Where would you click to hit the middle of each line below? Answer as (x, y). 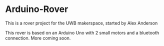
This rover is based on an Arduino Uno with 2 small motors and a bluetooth (82, 32)
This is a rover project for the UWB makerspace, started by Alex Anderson (81, 23)
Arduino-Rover (37, 9)
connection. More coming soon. (38, 38)
